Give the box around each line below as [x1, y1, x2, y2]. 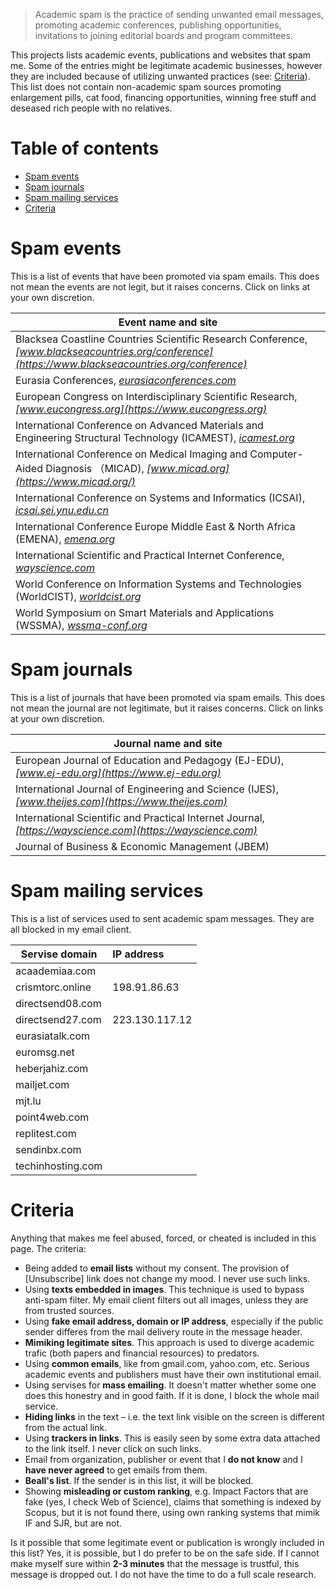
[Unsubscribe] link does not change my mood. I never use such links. [24, 1272, 311, 1284]
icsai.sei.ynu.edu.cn [15, 503, 109, 517]
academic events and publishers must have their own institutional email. [24, 1368, 322, 1380]
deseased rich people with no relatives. [10, 102, 173, 114]
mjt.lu [15, 1094, 42, 1108]
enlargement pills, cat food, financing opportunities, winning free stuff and [10, 92, 317, 103]
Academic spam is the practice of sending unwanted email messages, [34, 9, 324, 20]
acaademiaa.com [15, 964, 97, 978]
